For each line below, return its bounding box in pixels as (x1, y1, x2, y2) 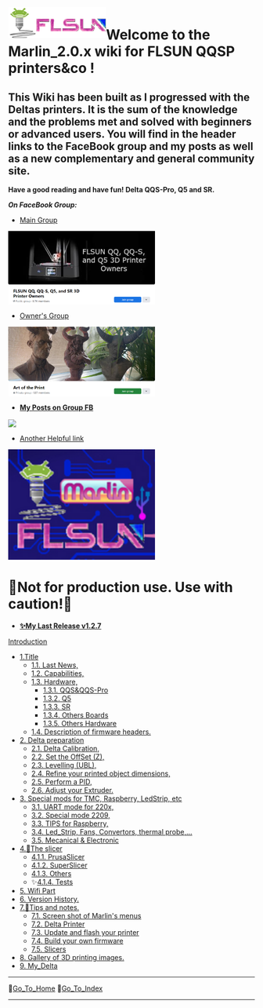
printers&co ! (8, 60, 95, 77)
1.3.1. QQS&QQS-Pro (42, 685, 109, 695)
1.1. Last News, (31, 660, 78, 670)
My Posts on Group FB (19, 403, 94, 412)
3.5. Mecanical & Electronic (31, 835, 120, 845)
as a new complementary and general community (8, 152, 255, 165)
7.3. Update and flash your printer (31, 928, 139, 937)
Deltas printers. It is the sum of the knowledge (8, 103, 238, 116)
